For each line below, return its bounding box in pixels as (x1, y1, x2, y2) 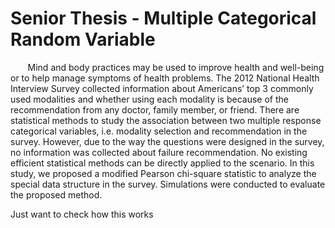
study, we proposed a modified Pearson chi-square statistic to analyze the (10, 167, 317, 179)
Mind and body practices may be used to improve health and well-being (27, 61, 325, 73)
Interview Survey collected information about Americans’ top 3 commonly (10, 82, 314, 94)
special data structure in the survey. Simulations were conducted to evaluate (10, 178, 326, 190)
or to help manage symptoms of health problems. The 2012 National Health (10, 72, 320, 84)
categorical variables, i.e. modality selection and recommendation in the (10, 125, 308, 137)
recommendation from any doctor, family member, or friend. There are (10, 103, 300, 116)
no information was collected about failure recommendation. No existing (10, 146, 308, 158)
